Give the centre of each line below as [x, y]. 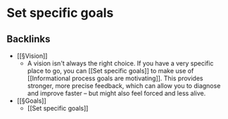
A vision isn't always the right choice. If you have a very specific [120, 63]
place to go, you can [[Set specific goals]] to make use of [110, 71]
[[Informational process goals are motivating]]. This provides [115, 78]
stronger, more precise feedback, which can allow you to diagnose [124, 86]
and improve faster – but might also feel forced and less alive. [116, 93]
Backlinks [28, 39]
